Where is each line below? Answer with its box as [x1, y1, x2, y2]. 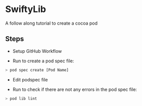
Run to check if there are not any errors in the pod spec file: [12, 86, 137, 92]
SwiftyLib [5, 4, 46, 15]
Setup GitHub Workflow [12, 48, 62, 54]
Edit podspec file [12, 76, 48, 82]
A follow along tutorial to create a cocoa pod [5, 20, 98, 26]
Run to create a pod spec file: [12, 58, 74, 64]
